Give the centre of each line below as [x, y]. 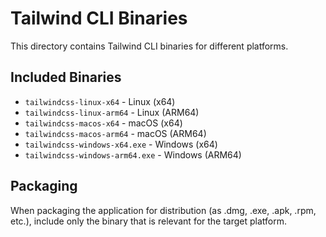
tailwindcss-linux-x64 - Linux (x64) [100, 101]
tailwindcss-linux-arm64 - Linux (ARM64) [112, 112]
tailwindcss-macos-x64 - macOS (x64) [103, 123]
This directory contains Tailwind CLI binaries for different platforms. [149, 46]
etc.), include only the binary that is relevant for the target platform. [149, 221]
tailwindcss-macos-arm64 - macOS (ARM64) [115, 133]
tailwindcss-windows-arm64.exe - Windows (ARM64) [133, 154]
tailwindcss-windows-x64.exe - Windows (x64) [121, 144]
